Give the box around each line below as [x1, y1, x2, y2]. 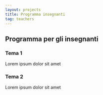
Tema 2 [5, 73, 23, 80]
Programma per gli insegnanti [5, 35, 99, 43]
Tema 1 [5, 49, 22, 56]
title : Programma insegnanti [5, 12, 65, 17]
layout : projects [5, 7, 41, 12]
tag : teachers [5, 16, 35, 21]
